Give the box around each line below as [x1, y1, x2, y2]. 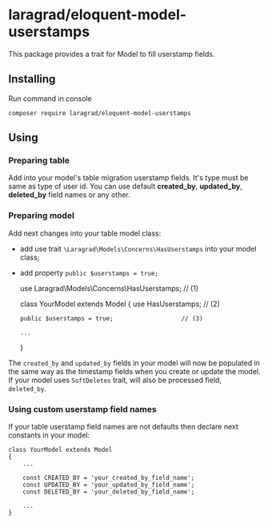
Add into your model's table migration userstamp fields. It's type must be [8, 173, 249, 183]
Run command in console [8, 94, 92, 103]
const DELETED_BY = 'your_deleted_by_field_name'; [22, 488, 195, 496]
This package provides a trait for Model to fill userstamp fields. [8, 49, 215, 58]
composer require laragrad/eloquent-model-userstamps [8, 109, 192, 117]
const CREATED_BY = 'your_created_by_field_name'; [22, 474, 195, 482]
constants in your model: [8, 430, 90, 440]
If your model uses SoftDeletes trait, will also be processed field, [8, 375, 222, 385]
